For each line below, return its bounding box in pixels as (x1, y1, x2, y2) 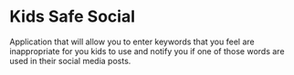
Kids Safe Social (9, 6, 135, 27)
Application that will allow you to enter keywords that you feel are (9, 36, 255, 47)
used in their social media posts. (9, 55, 131, 66)
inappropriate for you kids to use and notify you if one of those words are (9, 45, 285, 56)
